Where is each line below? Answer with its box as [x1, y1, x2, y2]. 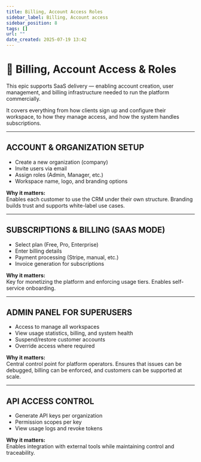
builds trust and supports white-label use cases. [6, 202, 125, 209]
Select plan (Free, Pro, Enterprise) [14, 241, 99, 248]
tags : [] [6, 25, 28, 32]
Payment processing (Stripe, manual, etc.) [14, 253, 119, 261]
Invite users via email [14, 164, 67, 172]
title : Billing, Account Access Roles [6, 8, 103, 15]
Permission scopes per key [14, 418, 82, 426]
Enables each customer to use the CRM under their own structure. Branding [6, 196, 193, 203]
